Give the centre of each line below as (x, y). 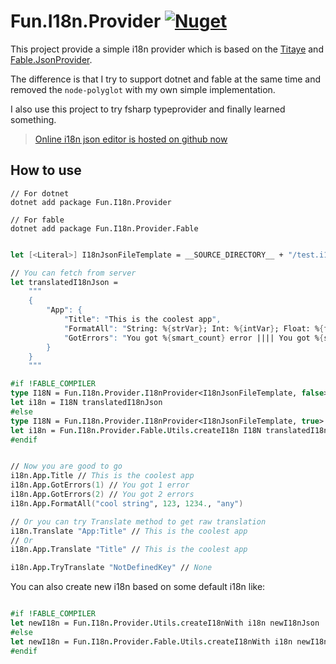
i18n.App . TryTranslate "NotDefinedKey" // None (111, 568)
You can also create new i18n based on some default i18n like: (138, 587)
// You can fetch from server (73, 273)
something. (33, 119)
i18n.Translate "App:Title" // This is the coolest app (129, 531)
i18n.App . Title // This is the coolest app (102, 476)
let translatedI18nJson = (64, 282)
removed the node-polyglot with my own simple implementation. (143, 89)
